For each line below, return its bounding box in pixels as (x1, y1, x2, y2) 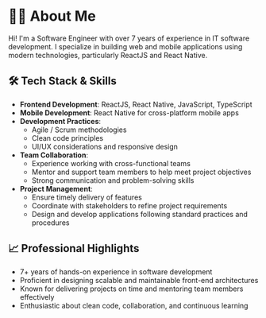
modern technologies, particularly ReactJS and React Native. (8, 50, 208, 60)
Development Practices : (19, 116, 102, 126)
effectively (19, 292, 55, 301)
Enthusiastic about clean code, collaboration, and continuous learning (19, 301, 249, 310)
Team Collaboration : (19, 150, 89, 160)
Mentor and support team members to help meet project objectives (31, 167, 252, 176)
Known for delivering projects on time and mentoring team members (19, 284, 244, 293)
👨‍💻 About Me (8, 7, 97, 25)
